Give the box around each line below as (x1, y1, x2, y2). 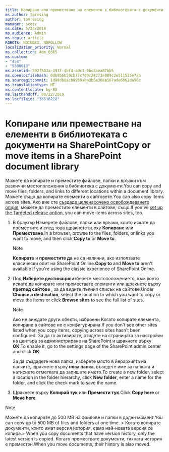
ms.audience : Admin (5, 31, 46, 36)
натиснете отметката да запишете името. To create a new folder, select (12, 369, 164, 375)
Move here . (12, 395, 37, 401)
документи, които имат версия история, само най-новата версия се (5, 425, 153, 431)
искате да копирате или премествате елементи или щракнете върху (12, 281, 161, 287)
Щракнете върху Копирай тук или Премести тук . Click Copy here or (12, 390, 160, 396)
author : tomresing (5, 17, 44, 22)
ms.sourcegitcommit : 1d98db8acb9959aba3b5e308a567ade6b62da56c (5, 78, 141, 83)
